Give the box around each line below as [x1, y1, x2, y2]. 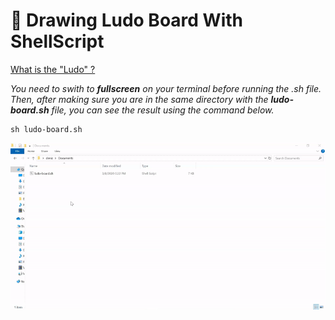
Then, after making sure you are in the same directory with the [10, 93, 269, 105]
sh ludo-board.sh [10, 124, 83, 134]
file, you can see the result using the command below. [51, 104, 275, 116]
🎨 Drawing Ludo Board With [10, 9, 243, 32]
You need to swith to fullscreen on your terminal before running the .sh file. [10, 82, 322, 94]
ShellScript [10, 30, 105, 53]
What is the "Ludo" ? [10, 63, 96, 75]
